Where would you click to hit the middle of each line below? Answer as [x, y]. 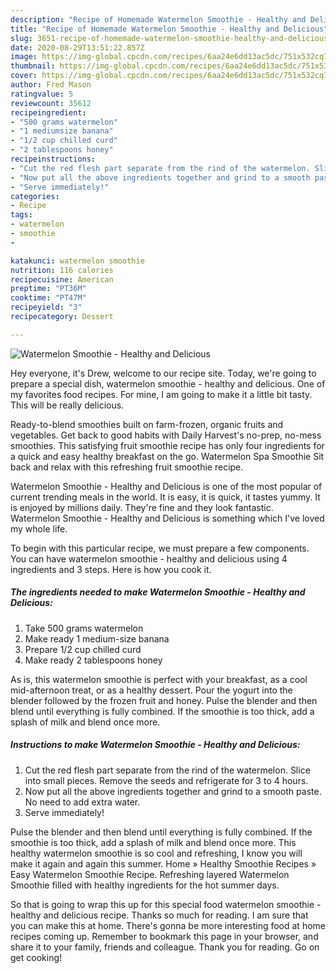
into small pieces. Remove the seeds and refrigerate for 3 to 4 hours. [166, 780]
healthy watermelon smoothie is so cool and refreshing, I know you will [156, 853]
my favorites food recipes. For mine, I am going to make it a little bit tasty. [161, 394]
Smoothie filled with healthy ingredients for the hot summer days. [145, 885]
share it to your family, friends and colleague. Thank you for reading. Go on [165, 947]
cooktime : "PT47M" [48, 298]
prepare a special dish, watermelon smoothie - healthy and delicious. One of [168, 383]
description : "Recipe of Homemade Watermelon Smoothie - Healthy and [158, 19]
